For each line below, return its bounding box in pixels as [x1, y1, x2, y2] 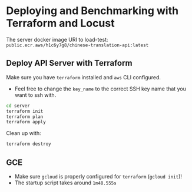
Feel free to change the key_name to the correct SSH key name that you [14, 85, 187, 92]
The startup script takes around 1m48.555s [14, 179, 117, 186]
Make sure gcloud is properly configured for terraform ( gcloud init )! [14, 173, 183, 180]
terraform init [6, 108, 44, 114]
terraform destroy [6, 141, 51, 147]
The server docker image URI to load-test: [6, 36, 108, 43]
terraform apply [6, 119, 46, 125]
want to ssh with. [14, 91, 57, 98]
